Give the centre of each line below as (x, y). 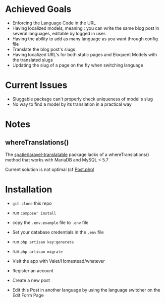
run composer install (34, 213)
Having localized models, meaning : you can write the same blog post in (86, 28)
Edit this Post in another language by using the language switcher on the (86, 290)
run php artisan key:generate (43, 241)
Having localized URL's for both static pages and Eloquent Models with (84, 54)
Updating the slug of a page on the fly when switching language (78, 65)
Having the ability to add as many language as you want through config (85, 39)
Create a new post (31, 280)
